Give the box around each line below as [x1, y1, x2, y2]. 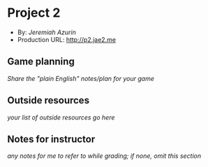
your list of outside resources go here [7, 113, 115, 122]
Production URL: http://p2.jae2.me [17, 35, 117, 43]
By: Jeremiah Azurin [17, 28, 77, 36]
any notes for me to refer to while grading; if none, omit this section [7, 152, 202, 160]
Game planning [7, 56, 75, 68]
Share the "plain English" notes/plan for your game [7, 74, 155, 82]
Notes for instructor [7, 133, 96, 145]
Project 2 [7, 5, 61, 21]
